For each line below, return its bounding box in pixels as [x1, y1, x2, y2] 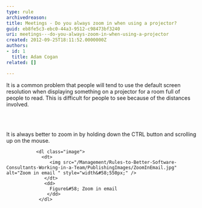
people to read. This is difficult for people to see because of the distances [6, 94, 191, 102]
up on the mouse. [6, 137, 50, 144]
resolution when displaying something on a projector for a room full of [6, 88, 180, 95]
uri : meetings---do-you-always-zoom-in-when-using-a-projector [6, 31, 169, 37]
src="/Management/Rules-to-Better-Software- [63, 159, 177, 165]
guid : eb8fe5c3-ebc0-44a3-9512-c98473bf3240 [6, 25, 120, 32]
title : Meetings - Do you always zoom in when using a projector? [6, 20, 177, 26]
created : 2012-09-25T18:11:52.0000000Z [6, 37, 107, 43]
